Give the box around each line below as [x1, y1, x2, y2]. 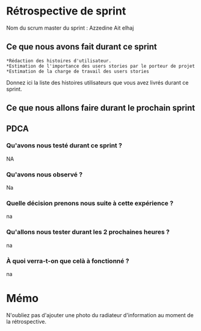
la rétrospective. [6, 318, 47, 325]
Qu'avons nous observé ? [6, 170, 83, 179]
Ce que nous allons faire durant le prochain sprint [6, 103, 196, 113]
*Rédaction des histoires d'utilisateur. [6, 57, 112, 64]
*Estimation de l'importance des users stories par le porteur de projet [6, 63, 196, 69]
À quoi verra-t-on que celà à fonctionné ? [6, 257, 129, 265]
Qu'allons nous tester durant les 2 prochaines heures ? [6, 228, 170, 236]
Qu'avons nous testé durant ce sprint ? [6, 141, 122, 150]
